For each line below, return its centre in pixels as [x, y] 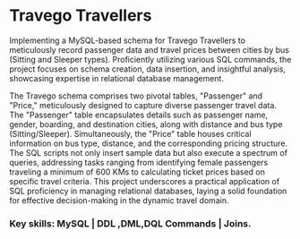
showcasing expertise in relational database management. [116, 78]
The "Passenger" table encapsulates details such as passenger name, [139, 115]
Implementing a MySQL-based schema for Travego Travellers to [128, 40]
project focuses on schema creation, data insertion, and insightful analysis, [148, 69]
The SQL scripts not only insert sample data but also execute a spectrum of [149, 152]
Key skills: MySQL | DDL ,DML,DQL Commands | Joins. [130, 223]
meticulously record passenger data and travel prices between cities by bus [149, 49]
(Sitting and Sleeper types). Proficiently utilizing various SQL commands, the [150, 59]
